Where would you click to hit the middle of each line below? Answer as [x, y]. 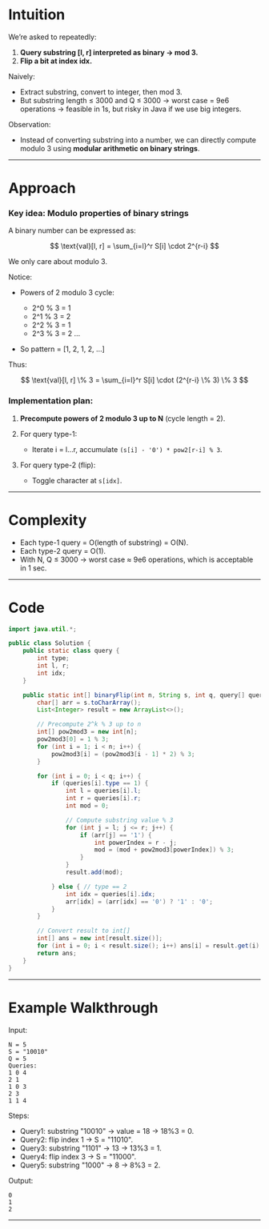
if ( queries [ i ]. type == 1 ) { [100, 783]
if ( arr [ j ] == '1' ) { [116, 835]
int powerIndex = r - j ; [136, 843]
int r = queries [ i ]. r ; [103, 799]
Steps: [19, 1115]
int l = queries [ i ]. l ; [103, 791]
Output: [21, 1180]
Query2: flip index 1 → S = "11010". [76, 1139]
